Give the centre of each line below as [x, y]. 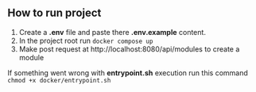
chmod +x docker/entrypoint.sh [59, 80]
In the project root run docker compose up [86, 40]
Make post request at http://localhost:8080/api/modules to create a [129, 49]
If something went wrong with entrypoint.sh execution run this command [128, 73]
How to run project [54, 13]
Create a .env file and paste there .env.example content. [112, 32]
